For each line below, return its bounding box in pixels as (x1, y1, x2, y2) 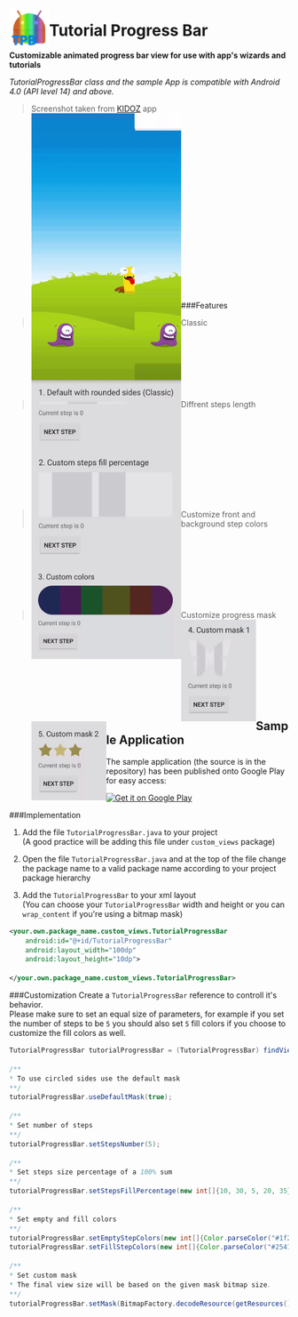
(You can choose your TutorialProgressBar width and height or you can (21, 899, 286, 910)
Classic (180, 317, 208, 327)
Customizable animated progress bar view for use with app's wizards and (9, 50, 286, 60)
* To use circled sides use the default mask (9, 1074, 180, 1083)
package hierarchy (21, 872, 91, 883)
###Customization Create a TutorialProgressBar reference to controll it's (9, 990, 278, 1000)
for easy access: (106, 775, 167, 785)
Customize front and (180, 509, 255, 519)
